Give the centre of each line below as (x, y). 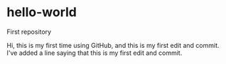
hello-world (42, 12)
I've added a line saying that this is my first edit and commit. (95, 53)
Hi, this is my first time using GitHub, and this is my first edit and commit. (113, 45)
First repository (29, 32)
